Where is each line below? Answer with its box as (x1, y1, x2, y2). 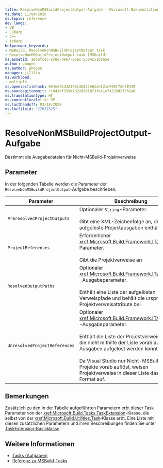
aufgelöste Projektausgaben (79, 224, 144, 231)
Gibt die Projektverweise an (79, 256, 142, 263)
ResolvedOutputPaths (7, 283, 55, 288)
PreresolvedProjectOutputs (7, 216, 70, 221)
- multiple (5, 79, 27, 84)
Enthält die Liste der (79, 333, 125, 340)
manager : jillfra (5, 71, 40, 75)
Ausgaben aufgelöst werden (79, 345, 144, 352)
